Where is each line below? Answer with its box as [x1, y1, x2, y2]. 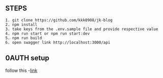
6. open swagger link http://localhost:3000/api [5, 40, 111, 45]
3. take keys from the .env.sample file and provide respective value [5, 27, 158, 32]
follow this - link [5, 67, 38, 73]
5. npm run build [5, 35, 42, 40]
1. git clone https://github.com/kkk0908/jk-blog [5, 17, 113, 22]
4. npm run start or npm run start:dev [5, 31, 90, 36]
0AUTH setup [5, 54, 49, 63]
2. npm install [5, 22, 38, 27]
